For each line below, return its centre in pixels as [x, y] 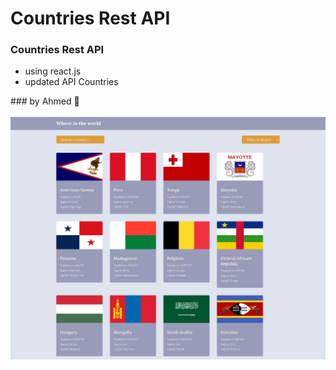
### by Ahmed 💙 [45, 101]
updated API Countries [71, 82]
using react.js [53, 71]
